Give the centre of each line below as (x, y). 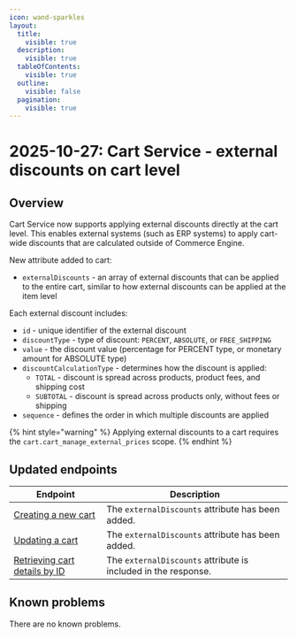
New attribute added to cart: (61, 260)
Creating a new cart (54, 515)
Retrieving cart (44, 560)
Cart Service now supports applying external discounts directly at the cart (144, 224)
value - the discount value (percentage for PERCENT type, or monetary (152, 350)
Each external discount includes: (69, 313)
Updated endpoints (63, 469)
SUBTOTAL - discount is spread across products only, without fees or (157, 396)
